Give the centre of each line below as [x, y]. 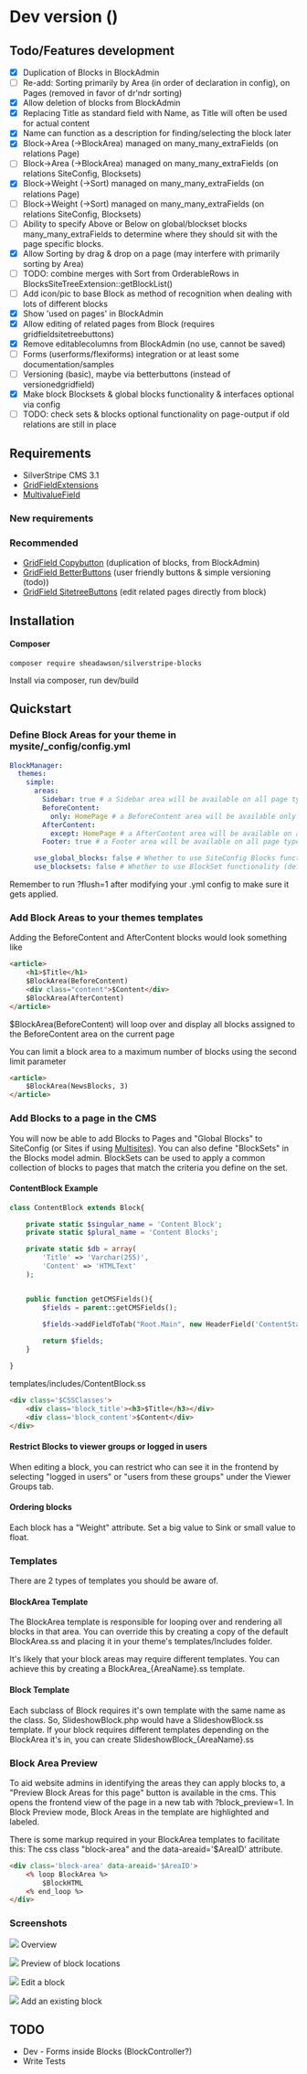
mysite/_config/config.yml [70, 747]
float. [19, 1537]
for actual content [56, 123]
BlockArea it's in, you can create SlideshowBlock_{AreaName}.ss [132, 1739]
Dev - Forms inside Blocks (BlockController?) [107, 2052]
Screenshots [38, 1923]
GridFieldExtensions [60, 485]
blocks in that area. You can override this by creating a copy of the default [149, 1632]
